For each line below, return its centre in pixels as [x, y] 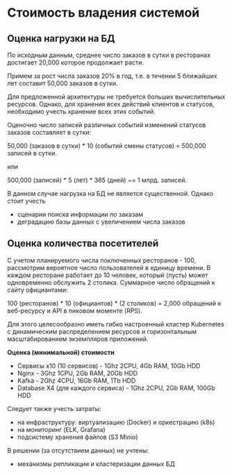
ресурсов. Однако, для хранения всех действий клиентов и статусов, [111, 104]
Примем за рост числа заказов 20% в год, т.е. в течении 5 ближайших [112, 76]
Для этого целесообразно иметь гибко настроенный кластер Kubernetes [116, 324]
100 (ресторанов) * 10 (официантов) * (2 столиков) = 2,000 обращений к [114, 303]
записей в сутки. [32, 153]
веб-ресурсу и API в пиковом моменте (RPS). [75, 310]
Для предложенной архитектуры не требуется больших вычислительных [116, 97]
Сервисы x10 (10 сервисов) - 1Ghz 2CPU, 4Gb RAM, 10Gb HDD [109, 365]
